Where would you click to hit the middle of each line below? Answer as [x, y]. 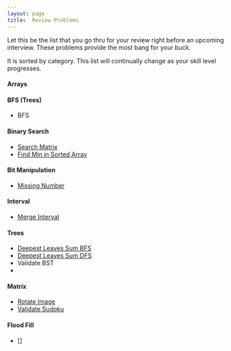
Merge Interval [38, 217]
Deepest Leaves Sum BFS [54, 248]
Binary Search [28, 131]
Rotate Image [36, 302]
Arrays [17, 84]
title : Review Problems [43, 20]
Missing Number [41, 186]
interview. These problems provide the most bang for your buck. [99, 47]
